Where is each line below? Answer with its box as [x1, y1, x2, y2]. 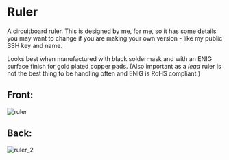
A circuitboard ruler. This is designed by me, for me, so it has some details [7, 27, 217, 35]
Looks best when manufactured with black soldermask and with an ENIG [7, 54, 213, 62]
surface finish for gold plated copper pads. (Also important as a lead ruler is [7, 62, 221, 70]
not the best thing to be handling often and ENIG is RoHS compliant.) [7, 69, 201, 78]
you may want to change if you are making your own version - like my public [7, 34, 223, 42]
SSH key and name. [7, 41, 63, 49]
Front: [7, 89, 34, 101]
